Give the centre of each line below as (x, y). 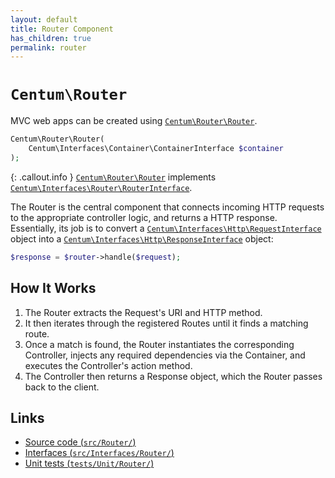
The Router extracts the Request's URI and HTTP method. (143, 312)
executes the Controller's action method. (108, 365)
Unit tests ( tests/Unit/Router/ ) (89, 463)
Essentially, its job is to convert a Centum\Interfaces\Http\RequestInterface (166, 228)
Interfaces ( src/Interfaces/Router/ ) (99, 453)
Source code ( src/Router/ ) (80, 442)
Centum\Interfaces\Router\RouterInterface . (101, 187)
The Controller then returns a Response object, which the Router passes (173, 376)
